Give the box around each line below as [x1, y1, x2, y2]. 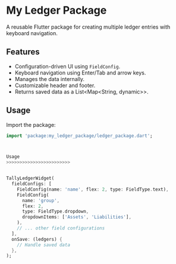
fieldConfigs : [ [11, 181, 52, 187]
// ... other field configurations [17, 225, 105, 231]
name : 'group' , [21, 197, 60, 203]
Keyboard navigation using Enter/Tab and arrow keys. [14, 69, 146, 76]
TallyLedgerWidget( [6, 175, 55, 182]
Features [6, 47, 40, 57]
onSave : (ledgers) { [11, 236, 62, 242]
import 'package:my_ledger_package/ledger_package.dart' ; [6, 132, 153, 139]
